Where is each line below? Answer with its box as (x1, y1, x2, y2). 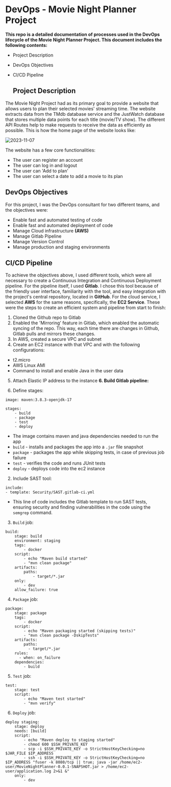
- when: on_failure (18, 655, 60, 661)
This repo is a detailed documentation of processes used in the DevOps (5, 31, 160, 37)
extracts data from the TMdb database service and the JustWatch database (5, 111, 165, 117)
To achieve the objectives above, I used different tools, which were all (5, 272, 152, 278)
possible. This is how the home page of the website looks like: (5, 127, 136, 133)
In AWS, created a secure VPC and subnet (12, 336, 102, 342)
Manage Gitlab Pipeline (12, 233, 62, 239)
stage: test (14, 688, 40, 693)
